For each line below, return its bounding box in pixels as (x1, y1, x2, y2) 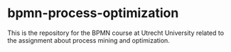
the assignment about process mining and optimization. (7, 36, 171, 44)
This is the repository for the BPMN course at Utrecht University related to (7, 28, 225, 37)
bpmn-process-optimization (7, 5, 179, 21)
